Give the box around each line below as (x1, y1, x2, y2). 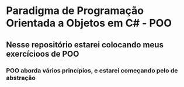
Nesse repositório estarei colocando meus (6, 40, 164, 50)
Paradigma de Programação (6, 4, 144, 18)
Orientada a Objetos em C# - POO (6, 16, 172, 30)
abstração (6, 74, 36, 82)
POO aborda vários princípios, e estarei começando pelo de (6, 66, 178, 74)
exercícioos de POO (6, 48, 79, 59)
